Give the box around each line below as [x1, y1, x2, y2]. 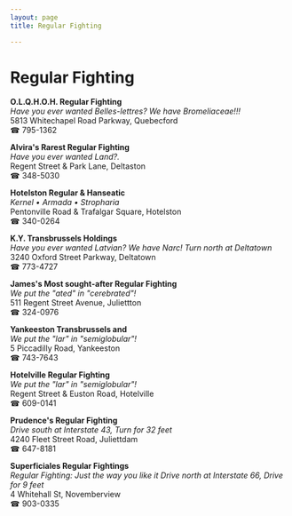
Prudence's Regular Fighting [10, 415, 118, 426]
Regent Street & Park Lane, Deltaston [10, 161, 146, 171]
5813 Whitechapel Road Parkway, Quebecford [10, 115, 178, 126]
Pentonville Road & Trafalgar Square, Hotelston [10, 206, 182, 218]
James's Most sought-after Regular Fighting [10, 279, 178, 290]
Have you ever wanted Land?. [10, 152, 120, 163]
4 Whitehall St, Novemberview [10, 489, 121, 500]
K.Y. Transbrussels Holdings [10, 233, 118, 244]
